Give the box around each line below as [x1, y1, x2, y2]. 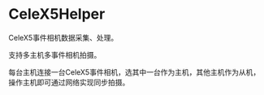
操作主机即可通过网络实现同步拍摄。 [8, 77, 130, 87]
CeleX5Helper [8, 5, 106, 24]
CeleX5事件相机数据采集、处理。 [8, 32, 119, 42]
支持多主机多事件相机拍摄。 [8, 50, 102, 59]
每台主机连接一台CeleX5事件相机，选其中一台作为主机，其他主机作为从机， [8, 67, 261, 77]
